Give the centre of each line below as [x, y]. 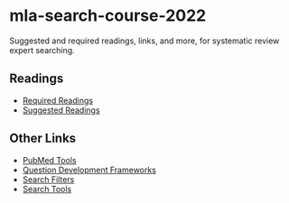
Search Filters [48, 179]
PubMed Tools [49, 160]
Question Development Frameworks [89, 170]
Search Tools [47, 189]
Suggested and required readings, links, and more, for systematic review [144, 41]
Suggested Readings [61, 110]
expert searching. [42, 50]
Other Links [43, 138]
